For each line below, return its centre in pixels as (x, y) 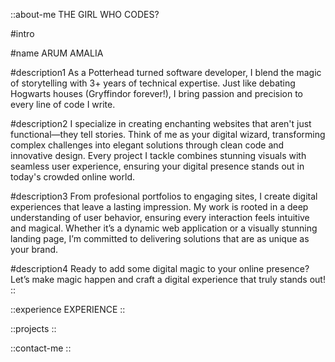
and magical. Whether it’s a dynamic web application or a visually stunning (164, 228)
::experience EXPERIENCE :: (68, 309)
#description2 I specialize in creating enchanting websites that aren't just (161, 123)
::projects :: (33, 328)
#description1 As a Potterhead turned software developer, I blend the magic (166, 72)
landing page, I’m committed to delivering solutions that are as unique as (160, 238)
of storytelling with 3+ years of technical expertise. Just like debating (153, 83)
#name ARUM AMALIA (57, 53)
